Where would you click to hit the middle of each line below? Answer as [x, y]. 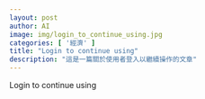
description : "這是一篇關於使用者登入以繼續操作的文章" [103, 59]
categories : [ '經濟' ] [53, 43]
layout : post [34, 18]
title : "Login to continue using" [74, 51]
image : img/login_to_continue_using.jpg [86, 34]
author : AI [30, 26]
